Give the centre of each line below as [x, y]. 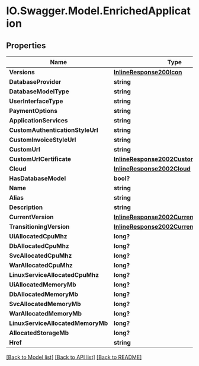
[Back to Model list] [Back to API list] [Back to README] [74, 357]
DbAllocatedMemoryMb [44, 294]
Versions [22, 72]
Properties [26, 45]
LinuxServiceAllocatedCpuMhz [54, 275]
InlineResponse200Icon [148, 72]
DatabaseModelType [39, 91]
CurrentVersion [31, 217]
